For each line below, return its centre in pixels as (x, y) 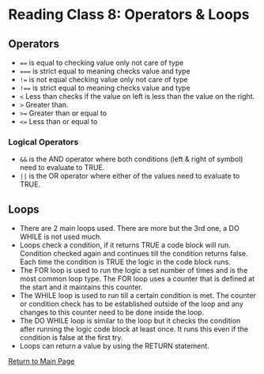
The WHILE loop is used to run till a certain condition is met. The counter (138, 296)
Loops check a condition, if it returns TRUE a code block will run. (125, 245)
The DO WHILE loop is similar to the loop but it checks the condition (130, 321)
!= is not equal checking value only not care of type (104, 79)
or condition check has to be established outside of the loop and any (131, 304)
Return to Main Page (41, 361)
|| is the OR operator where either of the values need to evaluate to (130, 176)
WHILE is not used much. (61, 237)
